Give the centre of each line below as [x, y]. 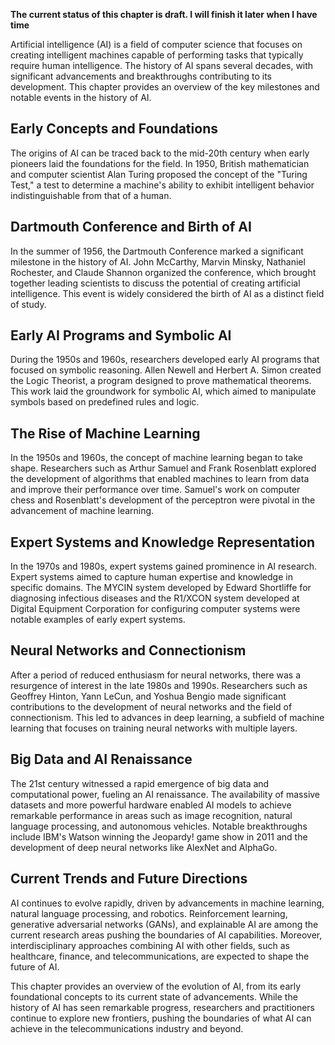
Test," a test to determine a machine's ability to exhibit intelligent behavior [162, 185]
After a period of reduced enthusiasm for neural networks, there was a [156, 675]
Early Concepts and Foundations [114, 129]
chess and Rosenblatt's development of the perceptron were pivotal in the [163, 500]
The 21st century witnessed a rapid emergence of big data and [140, 783]
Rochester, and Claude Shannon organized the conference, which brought [163, 272]
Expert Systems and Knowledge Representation [163, 542]
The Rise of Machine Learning [105, 433]
